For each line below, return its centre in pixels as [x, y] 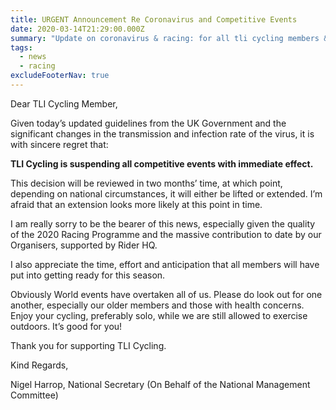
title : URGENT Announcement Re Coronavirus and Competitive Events [154, 19]
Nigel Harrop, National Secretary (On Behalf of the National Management [160, 384]
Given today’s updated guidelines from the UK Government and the [148, 123]
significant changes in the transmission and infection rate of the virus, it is [162, 133]
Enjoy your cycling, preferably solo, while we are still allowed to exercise [159, 315]
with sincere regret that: [59, 144]
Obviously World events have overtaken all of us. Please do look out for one [166, 294]
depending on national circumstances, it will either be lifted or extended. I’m [166, 193]
